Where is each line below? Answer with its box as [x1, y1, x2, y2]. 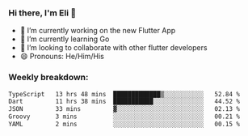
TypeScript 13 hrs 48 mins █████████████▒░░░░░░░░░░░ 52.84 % [8, 90, 241, 98]
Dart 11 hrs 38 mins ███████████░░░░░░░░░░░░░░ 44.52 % [8, 97, 241, 106]
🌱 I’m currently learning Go [19, 34, 110, 44]
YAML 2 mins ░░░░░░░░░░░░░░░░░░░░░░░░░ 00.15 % [8, 121, 241, 129]
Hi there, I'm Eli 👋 [8, 7, 77, 19]
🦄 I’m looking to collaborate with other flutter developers [19, 43, 208, 53]
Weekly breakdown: [8, 72, 89, 83]
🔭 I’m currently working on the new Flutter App [19, 26, 176, 36]
